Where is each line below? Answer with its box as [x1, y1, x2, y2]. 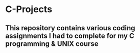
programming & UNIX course [5, 39, 99, 48]
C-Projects [5, 4, 53, 15]
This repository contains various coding [5, 24, 135, 32]
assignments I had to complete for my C [5, 31, 134, 40]
